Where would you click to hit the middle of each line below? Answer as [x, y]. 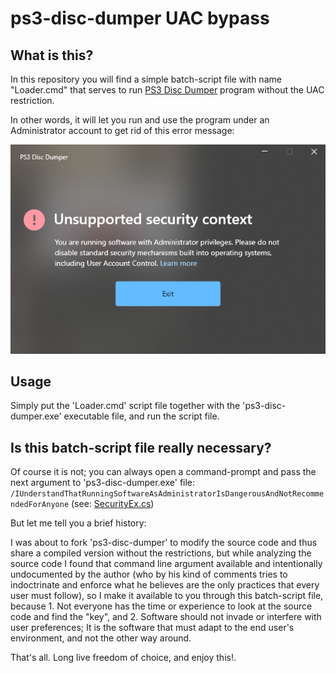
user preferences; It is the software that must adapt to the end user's [152, 628]
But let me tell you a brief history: [78, 523]
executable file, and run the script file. [141, 416]
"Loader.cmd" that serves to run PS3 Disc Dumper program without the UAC [167, 90]
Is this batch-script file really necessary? [141, 447]
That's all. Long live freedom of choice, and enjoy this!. [123, 658]
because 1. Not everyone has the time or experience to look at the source [161, 606]
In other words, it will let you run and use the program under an [140, 120]
